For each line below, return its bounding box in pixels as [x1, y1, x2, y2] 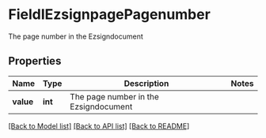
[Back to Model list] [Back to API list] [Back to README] [8, 121, 190, 131]
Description [123, 77, 169, 88]
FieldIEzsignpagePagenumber [8, 6, 211, 24]
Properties [8, 54, 62, 68]
